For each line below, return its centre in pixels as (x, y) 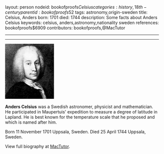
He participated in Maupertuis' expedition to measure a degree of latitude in (81, 112)
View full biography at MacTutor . (38, 146)
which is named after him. (31, 122)
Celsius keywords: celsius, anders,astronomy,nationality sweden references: (82, 22)
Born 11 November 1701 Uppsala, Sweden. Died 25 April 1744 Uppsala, (75, 132)
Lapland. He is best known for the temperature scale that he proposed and (80, 117)
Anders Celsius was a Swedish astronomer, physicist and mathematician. (79, 107)
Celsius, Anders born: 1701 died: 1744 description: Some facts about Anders (81, 17)
